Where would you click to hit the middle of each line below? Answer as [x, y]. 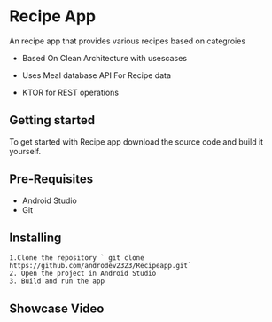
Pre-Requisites [51, 179]
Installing [35, 237]
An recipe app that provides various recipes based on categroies [128, 41]
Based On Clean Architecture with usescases [105, 58]
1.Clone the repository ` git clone [77, 258]
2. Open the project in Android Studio [83, 274]
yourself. [25, 151]
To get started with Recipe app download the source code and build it [136, 141]
